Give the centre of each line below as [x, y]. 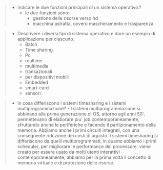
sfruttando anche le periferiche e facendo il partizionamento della [87, 125]
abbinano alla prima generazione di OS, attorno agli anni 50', [81, 114]
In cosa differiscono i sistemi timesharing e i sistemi [72, 103]
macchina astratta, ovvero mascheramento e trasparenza [93, 23]
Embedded [36, 82]
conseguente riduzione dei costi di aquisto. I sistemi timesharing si [88, 136]
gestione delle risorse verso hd [65, 18]
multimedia [37, 66]
